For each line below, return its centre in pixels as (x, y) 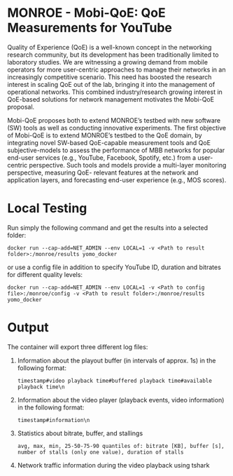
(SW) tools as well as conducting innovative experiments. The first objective (116, 128)
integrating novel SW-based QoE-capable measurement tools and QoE (109, 142)
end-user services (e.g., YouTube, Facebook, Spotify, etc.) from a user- (110, 157)
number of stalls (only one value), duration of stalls (100, 452)
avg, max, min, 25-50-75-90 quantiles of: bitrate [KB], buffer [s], (121, 446)
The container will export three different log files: (78, 347)
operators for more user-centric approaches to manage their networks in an (116, 69)
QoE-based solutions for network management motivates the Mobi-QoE (111, 99)
